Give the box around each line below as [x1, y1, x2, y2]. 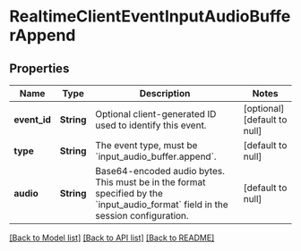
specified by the [95, 188, 164, 199]
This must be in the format [95, 176, 206, 188]
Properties [9, 61, 70, 76]
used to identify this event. [95, 119, 207, 131]
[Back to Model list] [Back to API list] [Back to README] [9, 232, 215, 243]
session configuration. [95, 210, 190, 222]
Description [139, 88, 191, 99]
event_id [13, 113, 52, 126]
